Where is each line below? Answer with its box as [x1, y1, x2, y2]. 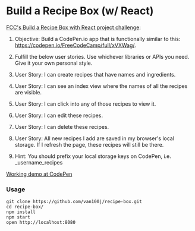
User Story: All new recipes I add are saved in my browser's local [14, 135, 174, 142]
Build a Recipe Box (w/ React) [6, 4, 154, 18]
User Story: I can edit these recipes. [14, 112, 103, 119]
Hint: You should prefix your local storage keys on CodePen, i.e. [14, 153, 171, 160]
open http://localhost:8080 [6, 220, 76, 226]
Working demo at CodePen [6, 170, 73, 178]
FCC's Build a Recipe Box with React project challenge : [6, 24, 141, 31]
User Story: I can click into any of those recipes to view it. [14, 100, 156, 107]
